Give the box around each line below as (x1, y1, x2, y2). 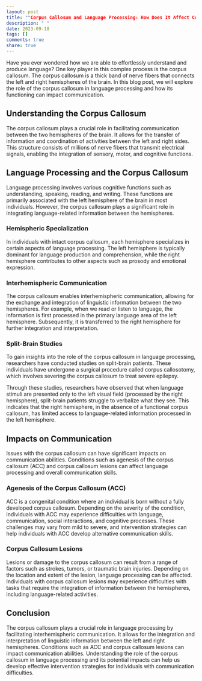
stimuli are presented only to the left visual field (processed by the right (6, 390, 183, 398)
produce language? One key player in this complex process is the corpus (6, 65, 187, 72)
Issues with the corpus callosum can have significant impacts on (6, 450, 167, 457)
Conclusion (6, 608, 50, 618)
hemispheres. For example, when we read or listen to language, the (6, 305, 173, 312)
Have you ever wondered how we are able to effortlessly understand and (6, 59, 187, 66)
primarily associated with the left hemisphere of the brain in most (6, 197, 167, 204)
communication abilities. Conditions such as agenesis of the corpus (6, 456, 174, 463)
